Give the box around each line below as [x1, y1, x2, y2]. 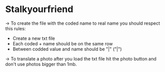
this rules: [5, 25, 26, 31]
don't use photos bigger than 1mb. [5, 61, 77, 67]
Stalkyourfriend [5, 4, 74, 15]
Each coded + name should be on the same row [12, 40, 113, 46]
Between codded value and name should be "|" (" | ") [12, 46, 122, 52]
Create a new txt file [12, 35, 55, 41]
